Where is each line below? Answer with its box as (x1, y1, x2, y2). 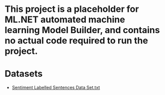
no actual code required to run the (4, 35, 148, 47)
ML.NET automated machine (4, 14, 125, 25)
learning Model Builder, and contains (4, 25, 160, 36)
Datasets (4, 68, 43, 80)
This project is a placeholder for (4, 3, 139, 15)
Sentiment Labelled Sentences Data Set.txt (11, 85, 100, 91)
